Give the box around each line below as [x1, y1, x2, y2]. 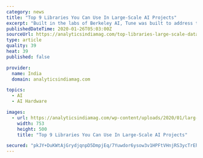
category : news [6, 8, 45, 15]
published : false [6, 54, 50, 60]
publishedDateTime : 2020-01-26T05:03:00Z [6, 25, 112, 32]
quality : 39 [6, 43, 36, 49]
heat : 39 [6, 48, 28, 54]
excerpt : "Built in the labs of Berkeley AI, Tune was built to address [6, 20, 193, 26]
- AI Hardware [11, 98, 47, 105]
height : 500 [17, 126, 47, 132]
